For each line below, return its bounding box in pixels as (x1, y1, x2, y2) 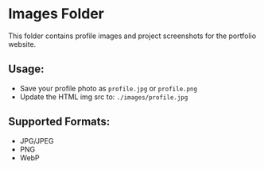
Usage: (8, 63, 45, 76)
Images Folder (8, 5, 105, 23)
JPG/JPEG (19, 136, 54, 145)
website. (8, 39, 37, 48)
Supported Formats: (8, 115, 111, 129)
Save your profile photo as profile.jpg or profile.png (19, 83, 197, 93)
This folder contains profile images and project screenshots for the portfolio (8, 31, 257, 40)
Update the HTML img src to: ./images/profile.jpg (19, 92, 188, 102)
